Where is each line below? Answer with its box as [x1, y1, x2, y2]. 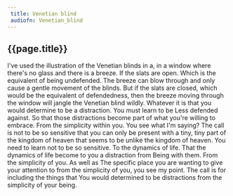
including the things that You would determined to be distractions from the [7, 174, 222, 182]
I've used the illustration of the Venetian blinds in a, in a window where [7, 61, 211, 70]
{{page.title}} [7, 43, 68, 55]
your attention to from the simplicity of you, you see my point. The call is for [7, 166, 227, 174]
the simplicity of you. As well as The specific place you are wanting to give [7, 159, 223, 167]
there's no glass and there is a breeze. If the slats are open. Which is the [7, 69, 216, 77]
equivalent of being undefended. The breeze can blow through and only [7, 77, 215, 85]
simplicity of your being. [7, 181, 77, 190]
